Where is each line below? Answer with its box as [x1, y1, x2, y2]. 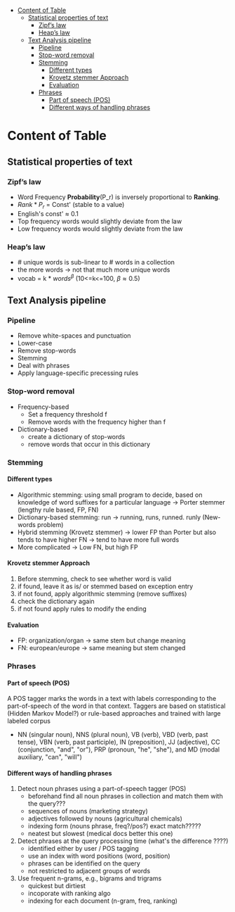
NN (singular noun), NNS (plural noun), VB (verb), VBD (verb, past [17, 730, 208, 739]
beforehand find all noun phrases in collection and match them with [27, 792, 223, 801]
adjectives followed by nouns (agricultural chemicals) [27, 814, 182, 823]
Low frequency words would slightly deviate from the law [17, 224, 184, 233]
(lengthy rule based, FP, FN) [17, 505, 100, 514]
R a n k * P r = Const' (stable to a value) [17, 200, 125, 210]
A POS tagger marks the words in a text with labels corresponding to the [7, 695, 217, 703]
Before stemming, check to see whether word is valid [17, 574, 172, 583]
